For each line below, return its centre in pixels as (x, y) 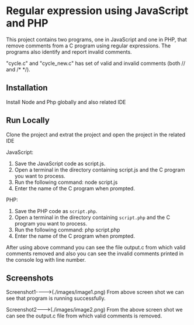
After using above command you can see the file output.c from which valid (96, 247)
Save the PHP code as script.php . (56, 211)
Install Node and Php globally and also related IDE (66, 102)
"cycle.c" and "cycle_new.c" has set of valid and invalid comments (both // (96, 63)
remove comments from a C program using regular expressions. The (89, 46)
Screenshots (30, 278)
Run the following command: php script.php (67, 230)
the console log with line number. (46, 259)
